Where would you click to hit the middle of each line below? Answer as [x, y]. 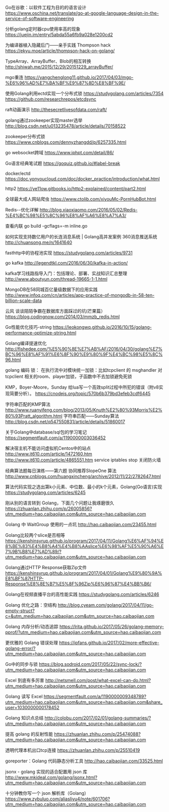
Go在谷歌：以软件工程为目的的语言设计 [46, 7]
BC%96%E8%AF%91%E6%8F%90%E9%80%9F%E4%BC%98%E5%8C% [84, 354]
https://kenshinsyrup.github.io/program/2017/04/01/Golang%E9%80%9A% [84, 573]
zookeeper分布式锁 [25, 136]
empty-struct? [20, 611]
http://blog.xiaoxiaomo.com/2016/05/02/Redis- [89, 210]
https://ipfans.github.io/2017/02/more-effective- [109, 643]
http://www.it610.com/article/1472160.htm [49, 454]
